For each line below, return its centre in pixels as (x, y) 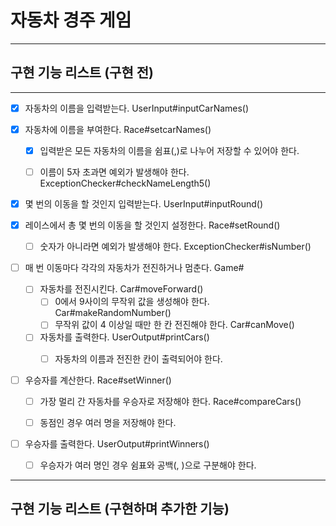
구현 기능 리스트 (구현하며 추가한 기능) (120, 509)
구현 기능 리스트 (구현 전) (82, 72)
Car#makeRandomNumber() (113, 313)
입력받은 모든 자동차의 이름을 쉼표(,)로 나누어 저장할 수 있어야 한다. (169, 150)
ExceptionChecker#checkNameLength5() (125, 183)
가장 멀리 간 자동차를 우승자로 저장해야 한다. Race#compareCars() (170, 401)
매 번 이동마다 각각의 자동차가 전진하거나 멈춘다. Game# (134, 268)
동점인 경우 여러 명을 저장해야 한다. (108, 422)
